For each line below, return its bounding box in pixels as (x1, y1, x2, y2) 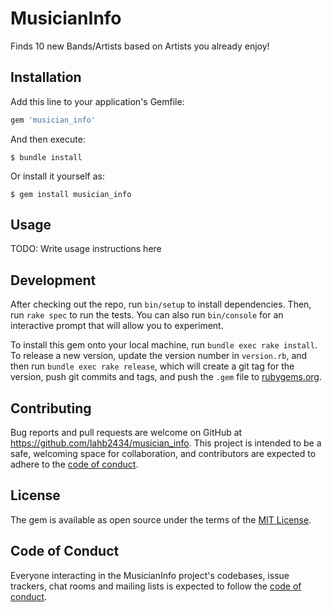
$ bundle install (10, 152, 83, 162)
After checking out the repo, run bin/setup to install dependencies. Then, (10, 298, 312, 311)
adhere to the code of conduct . (10, 458, 139, 471)
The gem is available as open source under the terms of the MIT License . (10, 513, 312, 526)
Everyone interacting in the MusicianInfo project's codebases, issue (10, 569, 290, 581)
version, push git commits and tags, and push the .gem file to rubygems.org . (10, 371, 323, 383)
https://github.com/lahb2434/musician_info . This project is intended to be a (10, 437, 322, 449)
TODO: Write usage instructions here (10, 243, 162, 255)
